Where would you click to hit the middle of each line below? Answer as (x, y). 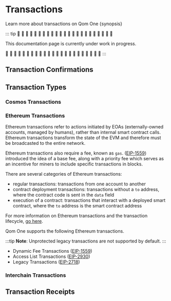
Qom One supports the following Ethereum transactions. (65, 231)
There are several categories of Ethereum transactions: (64, 174)
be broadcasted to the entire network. (45, 143)
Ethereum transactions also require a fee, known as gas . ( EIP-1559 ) (76, 153)
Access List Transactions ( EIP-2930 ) (51, 256)
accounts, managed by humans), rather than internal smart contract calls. (83, 132)
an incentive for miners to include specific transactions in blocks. (74, 164)
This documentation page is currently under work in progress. (71, 43)
